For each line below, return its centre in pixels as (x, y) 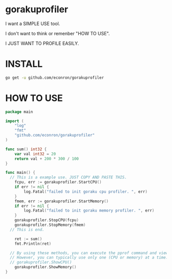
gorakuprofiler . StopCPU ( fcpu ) (47, 220)
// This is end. (27, 229)
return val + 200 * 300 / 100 (47, 159)
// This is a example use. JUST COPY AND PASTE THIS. (68, 177)
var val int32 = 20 (35, 154)
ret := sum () (28, 239)
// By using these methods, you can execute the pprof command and (83, 253)
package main (19, 112)
